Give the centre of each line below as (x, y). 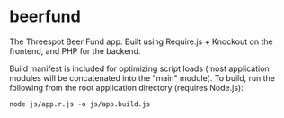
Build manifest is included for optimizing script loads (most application (139, 68)
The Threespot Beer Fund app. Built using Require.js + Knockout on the (141, 41)
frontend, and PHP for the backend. (75, 50)
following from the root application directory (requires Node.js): (127, 87)
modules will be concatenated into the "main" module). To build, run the (142, 77)
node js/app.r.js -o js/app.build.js (80, 104)
